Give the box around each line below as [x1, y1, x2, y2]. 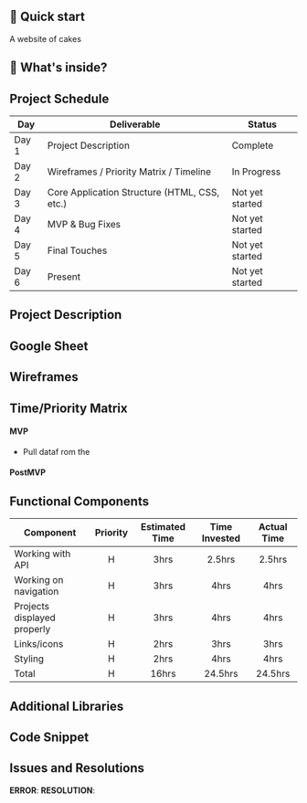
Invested [201, 532, 240, 544]
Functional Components [9, 493, 149, 509]
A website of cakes [9, 33, 82, 44]
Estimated [140, 521, 185, 534]
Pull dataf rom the [22, 446, 90, 457]
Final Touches [47, 244, 108, 257]
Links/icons [14, 638, 64, 650]
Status [248, 118, 277, 131]
